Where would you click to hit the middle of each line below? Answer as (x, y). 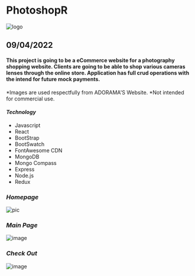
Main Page (22, 225)
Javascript (27, 125)
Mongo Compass (36, 163)
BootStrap (27, 138)
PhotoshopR (37, 10)
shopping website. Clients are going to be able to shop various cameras (96, 66)
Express (25, 169)
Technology (21, 112)
